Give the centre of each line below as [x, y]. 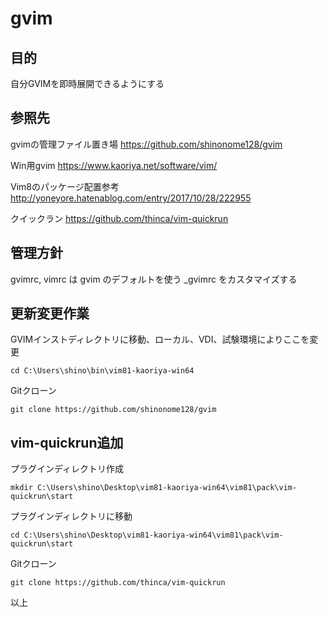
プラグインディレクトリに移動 [71, 516]
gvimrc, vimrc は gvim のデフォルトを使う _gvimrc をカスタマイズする [154, 279]
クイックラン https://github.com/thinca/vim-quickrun [119, 218]
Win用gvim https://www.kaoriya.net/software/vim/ [114, 165]
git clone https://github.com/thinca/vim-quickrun [118, 583]
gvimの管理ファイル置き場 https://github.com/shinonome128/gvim [146, 144]
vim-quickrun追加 [67, 442]
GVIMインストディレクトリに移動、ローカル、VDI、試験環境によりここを [160, 339]
